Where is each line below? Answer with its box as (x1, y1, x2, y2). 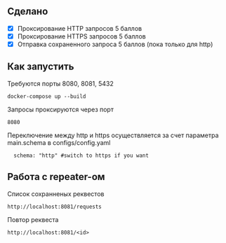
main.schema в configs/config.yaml (7, 138, 111, 146)
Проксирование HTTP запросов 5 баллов (17, 24, 142, 32)
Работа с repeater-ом (7, 171, 105, 183)
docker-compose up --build (7, 92, 86, 100)
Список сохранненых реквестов (7, 189, 105, 198)
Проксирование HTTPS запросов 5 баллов (17, 32, 146, 41)
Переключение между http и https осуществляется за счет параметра (7, 131, 219, 139)
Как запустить (7, 61, 74, 73)
